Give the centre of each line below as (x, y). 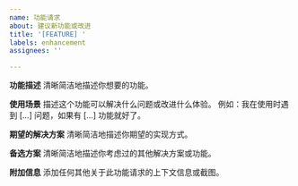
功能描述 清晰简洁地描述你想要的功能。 (81, 85)
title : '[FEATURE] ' (48, 34)
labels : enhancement (48, 42)
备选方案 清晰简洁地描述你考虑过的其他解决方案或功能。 (113, 154)
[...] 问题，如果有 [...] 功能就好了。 (83, 115)
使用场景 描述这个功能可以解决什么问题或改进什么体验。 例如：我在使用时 (145, 105)
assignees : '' (36, 51)
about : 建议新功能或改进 (50, 26)
